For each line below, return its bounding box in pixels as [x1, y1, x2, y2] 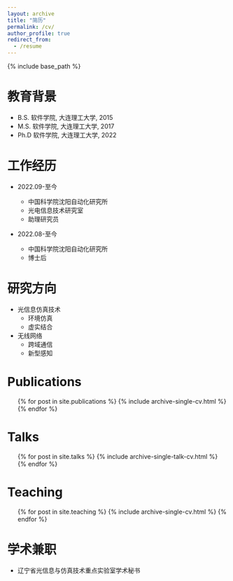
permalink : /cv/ [7, 23, 55, 30]
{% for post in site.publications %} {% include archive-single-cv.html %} [17, 397, 227, 405]
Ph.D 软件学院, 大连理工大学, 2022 [17, 130, 117, 139]
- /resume [13, 43, 42, 50]
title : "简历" [7, 17, 47, 24]
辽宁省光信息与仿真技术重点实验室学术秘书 [17, 566, 141, 575]
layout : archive [7, 10, 55, 18]
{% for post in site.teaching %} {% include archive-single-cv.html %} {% [17, 507, 227, 516]
